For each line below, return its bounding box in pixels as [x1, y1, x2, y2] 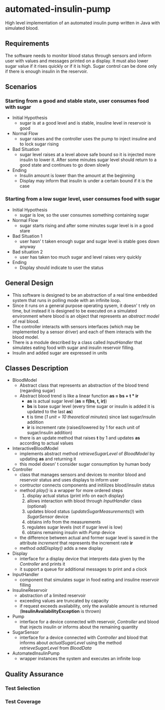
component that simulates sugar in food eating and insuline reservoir [19, 577, 160, 583]
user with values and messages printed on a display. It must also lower [5, 58, 149, 64]
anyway [19, 243, 36, 249]
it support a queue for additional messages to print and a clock [19, 566, 147, 572]
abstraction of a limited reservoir [19, 592, 86, 599]
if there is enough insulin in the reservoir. [5, 68, 88, 74]
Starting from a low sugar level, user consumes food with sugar [5, 195, 160, 202]
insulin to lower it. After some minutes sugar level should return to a [19, 157, 157, 163]
